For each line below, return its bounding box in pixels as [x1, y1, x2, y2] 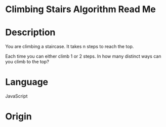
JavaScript [5, 93, 28, 99]
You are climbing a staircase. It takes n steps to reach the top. [5, 44, 134, 50]
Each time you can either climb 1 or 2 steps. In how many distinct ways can [5, 53, 161, 59]
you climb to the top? [5, 59, 50, 65]
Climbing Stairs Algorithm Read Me [5, 4, 156, 15]
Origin [5, 111, 32, 122]
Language [5, 76, 49, 88]
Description [5, 27, 56, 38]
